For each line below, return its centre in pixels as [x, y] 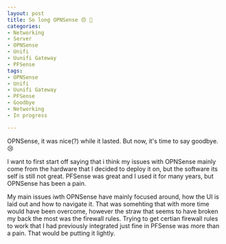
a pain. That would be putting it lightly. [61, 233]
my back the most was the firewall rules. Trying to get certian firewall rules [113, 218]
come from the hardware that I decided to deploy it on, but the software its [113, 169]
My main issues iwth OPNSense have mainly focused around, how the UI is [113, 197]
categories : [24, 26]
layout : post [26, 13]
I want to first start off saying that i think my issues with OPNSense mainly [112, 161]
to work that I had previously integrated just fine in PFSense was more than [113, 225]
